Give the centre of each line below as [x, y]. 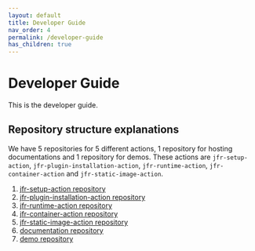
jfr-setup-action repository [62, 188]
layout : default [35, 15]
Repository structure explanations [93, 130]
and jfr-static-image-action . [115, 173]
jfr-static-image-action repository [74, 222]
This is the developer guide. [53, 105]
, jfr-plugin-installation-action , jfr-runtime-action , [118, 165]
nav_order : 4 [29, 30]
